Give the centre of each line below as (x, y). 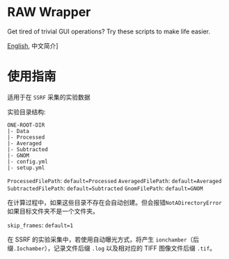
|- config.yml (28, 162)
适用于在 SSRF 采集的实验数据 (49, 97)
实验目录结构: (27, 111)
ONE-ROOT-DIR (26, 125)
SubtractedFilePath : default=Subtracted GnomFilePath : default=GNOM (105, 188)
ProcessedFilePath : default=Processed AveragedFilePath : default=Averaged (114, 180)
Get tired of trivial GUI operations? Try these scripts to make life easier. (109, 31)
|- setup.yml (26, 168)
